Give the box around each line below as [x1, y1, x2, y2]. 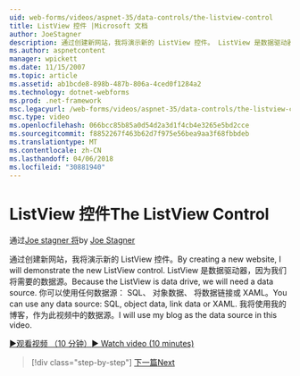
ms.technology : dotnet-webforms [9, 88, 129, 96]
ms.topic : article [9, 71, 78, 80]
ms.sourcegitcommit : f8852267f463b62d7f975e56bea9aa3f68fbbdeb [9, 130, 250, 138]
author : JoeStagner [9, 29, 82, 38]
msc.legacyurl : [9, 104, 66, 113]
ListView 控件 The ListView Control [9, 204, 270, 224]
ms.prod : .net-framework [9, 96, 102, 105]
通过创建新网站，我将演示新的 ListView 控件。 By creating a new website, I [9, 254, 281, 264]
